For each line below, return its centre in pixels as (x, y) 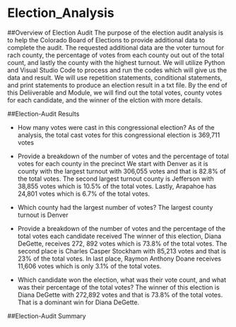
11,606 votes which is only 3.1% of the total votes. (89, 266)
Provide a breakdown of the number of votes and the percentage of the (122, 228)
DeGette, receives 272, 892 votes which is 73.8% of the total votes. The (122, 243)
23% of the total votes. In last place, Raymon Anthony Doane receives (119, 258)
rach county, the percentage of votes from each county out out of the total (116, 55)
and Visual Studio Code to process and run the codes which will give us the (117, 70)
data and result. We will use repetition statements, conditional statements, (115, 77)
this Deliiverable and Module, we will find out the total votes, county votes (115, 93)
